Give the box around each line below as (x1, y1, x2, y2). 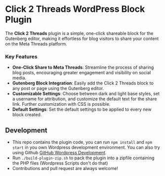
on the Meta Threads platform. (5, 41, 68, 46)
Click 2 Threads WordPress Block (5, 3, 145, 15)
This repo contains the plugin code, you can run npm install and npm (12, 139, 152, 145)
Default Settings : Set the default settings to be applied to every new (12, 106, 152, 112)
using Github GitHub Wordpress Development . (12, 150, 107, 156)
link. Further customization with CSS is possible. (12, 101, 111, 107)
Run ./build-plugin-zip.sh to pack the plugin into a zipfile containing (12, 155, 155, 161)
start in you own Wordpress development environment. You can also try (12, 144, 161, 150)
